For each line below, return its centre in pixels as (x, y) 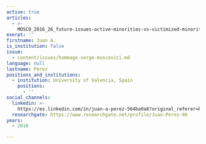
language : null (26, 63)
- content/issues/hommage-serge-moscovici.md (71, 58)
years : (15, 120)
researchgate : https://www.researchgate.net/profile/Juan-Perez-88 (100, 115)
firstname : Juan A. (31, 40)
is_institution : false (35, 47)
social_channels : (29, 97)
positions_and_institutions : (44, 75)
